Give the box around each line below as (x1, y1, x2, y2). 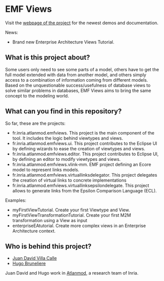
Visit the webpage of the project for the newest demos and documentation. (5, 20, 159, 26)
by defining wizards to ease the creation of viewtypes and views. (12, 145, 145, 151)
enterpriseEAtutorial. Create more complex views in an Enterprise (12, 223, 146, 229)
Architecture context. (12, 228, 56, 234)
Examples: (5, 197, 26, 203)
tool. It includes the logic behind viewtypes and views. (12, 135, 123, 141)
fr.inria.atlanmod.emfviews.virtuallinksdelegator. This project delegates (12, 172, 158, 178)
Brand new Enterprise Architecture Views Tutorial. (12, 39, 114, 45)
